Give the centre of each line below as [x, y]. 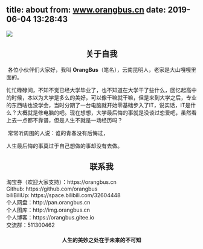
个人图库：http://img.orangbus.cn [48, 210]
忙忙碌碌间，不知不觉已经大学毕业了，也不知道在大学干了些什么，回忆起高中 [101, 90]
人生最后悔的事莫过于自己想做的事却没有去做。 [64, 146]
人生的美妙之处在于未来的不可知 [101, 240]
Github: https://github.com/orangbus [52, 189]
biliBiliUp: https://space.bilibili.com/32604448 [63, 195]
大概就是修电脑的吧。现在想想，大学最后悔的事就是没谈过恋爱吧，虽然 [104, 112]
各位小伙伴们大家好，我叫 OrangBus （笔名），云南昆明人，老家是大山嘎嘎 [99, 69]
